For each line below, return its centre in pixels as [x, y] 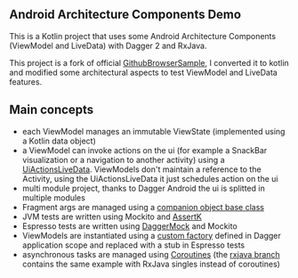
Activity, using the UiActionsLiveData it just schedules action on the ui [150, 178]
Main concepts [52, 110]
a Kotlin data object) [59, 141]
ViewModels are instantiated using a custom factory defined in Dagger [152, 235]
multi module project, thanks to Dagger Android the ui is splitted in [143, 188]
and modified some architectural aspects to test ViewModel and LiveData [143, 72]
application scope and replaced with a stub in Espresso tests [133, 245]
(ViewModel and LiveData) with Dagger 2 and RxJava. [108, 45]
